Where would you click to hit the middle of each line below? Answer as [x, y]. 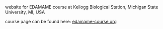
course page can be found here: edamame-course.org [61, 22]
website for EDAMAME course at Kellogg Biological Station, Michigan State [82, 7]
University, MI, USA [25, 12]
